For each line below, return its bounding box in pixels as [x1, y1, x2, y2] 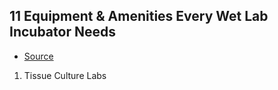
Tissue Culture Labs [23, 69, 107, 81]
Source [23, 50, 54, 62]
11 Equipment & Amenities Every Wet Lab [9, 8, 269, 25]
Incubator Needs [9, 24, 116, 41]
